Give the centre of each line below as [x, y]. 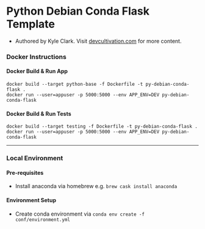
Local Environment [35, 158]
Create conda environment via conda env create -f [80, 214]
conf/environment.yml [42, 220]
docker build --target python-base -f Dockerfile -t [75, 84]
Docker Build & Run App [37, 71]
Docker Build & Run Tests [39, 113]
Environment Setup [31, 200]
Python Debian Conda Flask [78, 11]
